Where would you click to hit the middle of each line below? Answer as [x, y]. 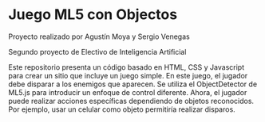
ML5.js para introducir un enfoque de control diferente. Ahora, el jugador [128, 92]
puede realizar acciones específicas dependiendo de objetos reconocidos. [131, 101]
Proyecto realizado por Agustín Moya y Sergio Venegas [99, 36]
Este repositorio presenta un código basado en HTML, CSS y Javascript [127, 67]
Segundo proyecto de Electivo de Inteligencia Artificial [97, 51]
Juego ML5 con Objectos [93, 15]
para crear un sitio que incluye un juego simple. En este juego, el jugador [128, 75]
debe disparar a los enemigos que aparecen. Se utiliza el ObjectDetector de [133, 84]
